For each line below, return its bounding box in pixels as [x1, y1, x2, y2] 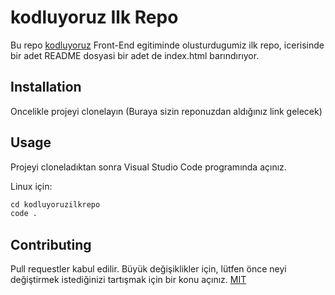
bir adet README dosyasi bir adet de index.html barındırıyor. [10, 49, 260, 61]
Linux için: [10, 180, 53, 192]
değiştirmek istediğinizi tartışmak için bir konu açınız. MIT [10, 274, 247, 286]
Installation [10, 79, 82, 96]
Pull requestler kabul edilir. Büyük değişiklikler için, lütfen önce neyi [10, 263, 287, 275]
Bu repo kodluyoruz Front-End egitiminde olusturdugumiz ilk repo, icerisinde [10, 39, 325, 51]
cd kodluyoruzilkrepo [10, 199, 101, 210]
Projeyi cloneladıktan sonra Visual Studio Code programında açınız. [10, 161, 287, 173]
